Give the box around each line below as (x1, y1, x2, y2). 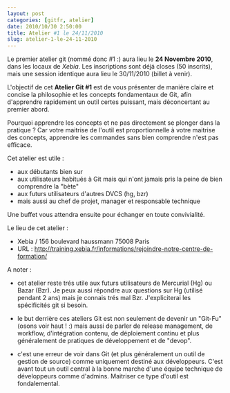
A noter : (7, 265, 32, 274)
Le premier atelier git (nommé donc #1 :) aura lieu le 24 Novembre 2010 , (7, 55, 213, 63)
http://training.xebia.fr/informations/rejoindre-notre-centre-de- (34, 245, 213, 253)
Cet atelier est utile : (7, 154, 64, 163)
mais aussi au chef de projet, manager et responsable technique (17, 197, 200, 205)
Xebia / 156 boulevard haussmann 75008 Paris (17, 237, 150, 246)
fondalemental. (17, 379, 60, 388)
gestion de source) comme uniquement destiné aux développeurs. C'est (17, 358, 223, 366)
